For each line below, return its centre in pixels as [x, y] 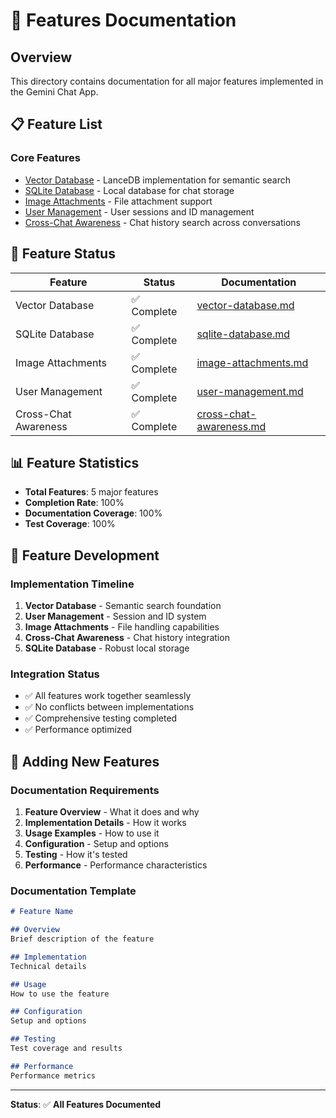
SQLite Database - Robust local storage [107, 648]
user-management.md [250, 391]
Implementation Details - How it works [105, 822]
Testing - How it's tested [76, 854]
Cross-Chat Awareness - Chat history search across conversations [162, 222]
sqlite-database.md [243, 334]
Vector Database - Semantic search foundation [123, 605]
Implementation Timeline [72, 584]
